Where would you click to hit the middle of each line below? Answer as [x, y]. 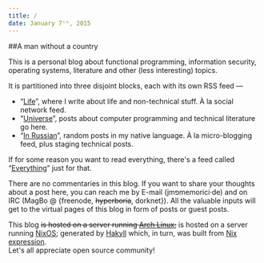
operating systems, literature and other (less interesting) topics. [113, 70]
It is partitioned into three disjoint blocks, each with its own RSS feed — [126, 86]
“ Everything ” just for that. [50, 168]
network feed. [43, 110]
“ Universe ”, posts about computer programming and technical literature [138, 118]
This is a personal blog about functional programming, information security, [133, 62]
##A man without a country [53, 46]
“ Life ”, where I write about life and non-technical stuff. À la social [126, 101]
